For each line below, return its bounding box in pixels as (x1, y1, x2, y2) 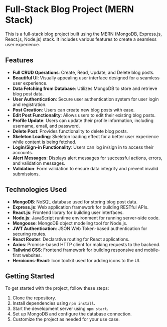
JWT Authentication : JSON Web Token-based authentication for (12, 225, 147, 232)
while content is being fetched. (12, 139, 77, 145)
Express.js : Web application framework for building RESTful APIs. (12, 204, 149, 210)
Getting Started (5, 272, 55, 280)
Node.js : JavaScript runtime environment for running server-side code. (12, 214, 160, 221)
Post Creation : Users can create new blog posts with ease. (12, 106, 135, 113)
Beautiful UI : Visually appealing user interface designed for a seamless (12, 74, 159, 81)
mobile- (143, 247, 160, 253)
